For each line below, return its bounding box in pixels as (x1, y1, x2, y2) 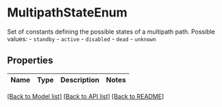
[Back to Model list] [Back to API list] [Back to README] (7, 92, 164, 100)
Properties (7, 55, 53, 67)
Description (60, 75, 99, 84)
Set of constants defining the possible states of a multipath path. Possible (7, 27, 216, 36)
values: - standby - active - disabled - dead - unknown (7, 34, 156, 43)
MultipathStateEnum (7, 5, 128, 21)
